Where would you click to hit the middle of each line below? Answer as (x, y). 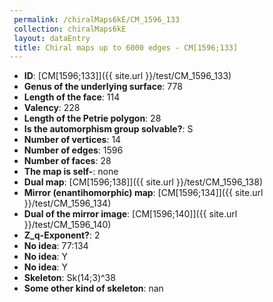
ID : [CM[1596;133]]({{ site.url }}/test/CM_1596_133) (127, 76)
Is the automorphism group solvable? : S (108, 129)
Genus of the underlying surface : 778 (103, 87)
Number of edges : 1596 (73, 150)
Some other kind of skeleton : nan (93, 288)
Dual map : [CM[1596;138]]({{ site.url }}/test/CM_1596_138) (143, 182)
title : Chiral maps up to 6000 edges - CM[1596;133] (126, 47)
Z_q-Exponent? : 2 (62, 235)
